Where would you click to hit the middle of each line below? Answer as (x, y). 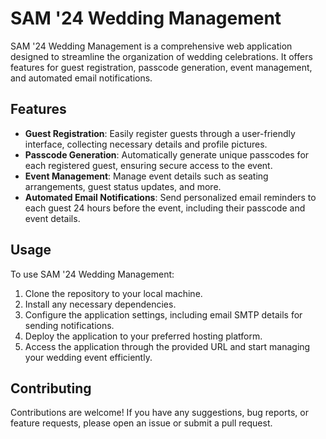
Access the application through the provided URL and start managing (167, 346)
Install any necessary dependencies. (100, 304)
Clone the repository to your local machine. (113, 293)
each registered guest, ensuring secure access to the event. (148, 165)
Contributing (51, 388)
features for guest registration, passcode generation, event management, (161, 67)
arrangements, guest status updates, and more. (123, 186)
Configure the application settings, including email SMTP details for (163, 314)
